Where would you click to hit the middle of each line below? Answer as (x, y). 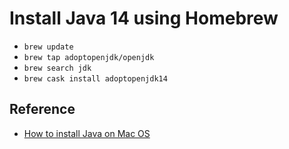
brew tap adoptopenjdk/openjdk (89, 57)
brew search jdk (57, 68)
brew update (48, 47)
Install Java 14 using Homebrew (144, 18)
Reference (42, 109)
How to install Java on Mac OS (87, 133)
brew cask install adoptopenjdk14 (95, 78)
